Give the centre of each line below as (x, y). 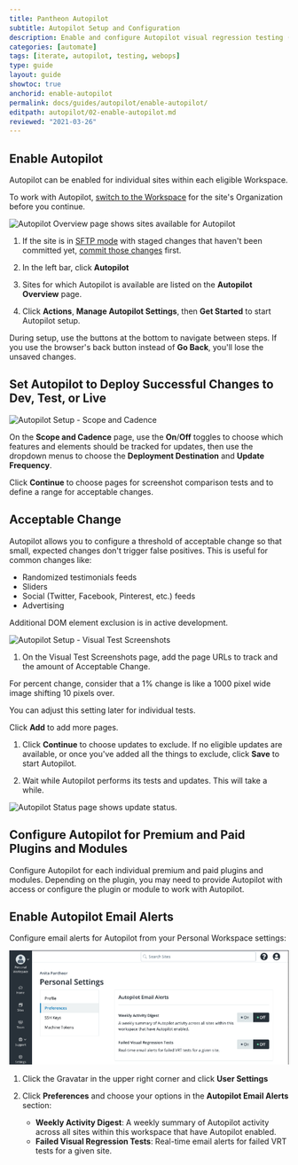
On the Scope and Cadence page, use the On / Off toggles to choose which (146, 437)
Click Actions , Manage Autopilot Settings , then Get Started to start (147, 311)
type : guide (31, 66)
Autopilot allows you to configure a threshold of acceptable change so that (145, 541)
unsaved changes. (43, 357)
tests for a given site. (74, 1150)
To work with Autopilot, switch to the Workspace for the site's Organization (146, 197)
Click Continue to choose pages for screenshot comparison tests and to (141, 482)
